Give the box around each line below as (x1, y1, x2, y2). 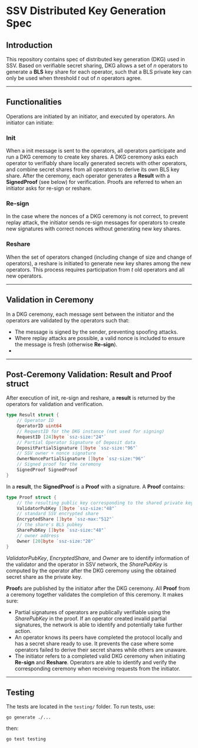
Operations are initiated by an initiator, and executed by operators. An (6, 113, 175, 120)
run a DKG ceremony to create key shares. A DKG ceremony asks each (6, 153, 179, 160)
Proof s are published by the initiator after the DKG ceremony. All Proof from (6, 585, 190, 592)
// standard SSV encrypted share (16, 511, 99, 517)
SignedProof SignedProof (16, 467, 78, 473)
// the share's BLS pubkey (16, 522, 83, 528)
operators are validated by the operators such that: (6, 317, 130, 324)
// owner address (16, 532, 60, 539)
